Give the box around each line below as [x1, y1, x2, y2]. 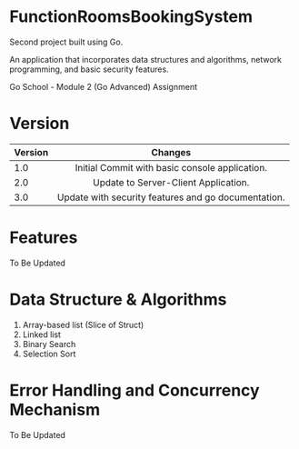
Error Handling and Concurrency [9, 380, 261, 401]
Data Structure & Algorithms [9, 289, 227, 310]
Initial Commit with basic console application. [75, 161, 268, 174]
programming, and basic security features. [9, 64, 170, 75]
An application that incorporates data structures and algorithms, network [9, 54, 282, 65]
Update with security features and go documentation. [57, 191, 285, 204]
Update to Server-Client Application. [92, 175, 250, 188]
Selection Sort [22, 348, 76, 359]
